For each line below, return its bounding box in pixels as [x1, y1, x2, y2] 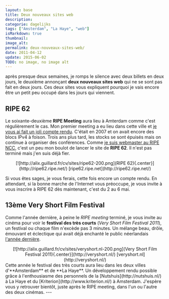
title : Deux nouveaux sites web [5, 12, 73, 17]
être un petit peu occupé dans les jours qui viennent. [5, 89, 115, 96]
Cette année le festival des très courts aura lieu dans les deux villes [5, 262, 146, 268]
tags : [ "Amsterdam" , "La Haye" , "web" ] [5, 26, 90, 32]
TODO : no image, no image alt [5, 59, 69, 65]
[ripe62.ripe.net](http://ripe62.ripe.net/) [68, 166, 151, 172]
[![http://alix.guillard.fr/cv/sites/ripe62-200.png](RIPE [16, 160, 126, 166]
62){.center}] [127, 160, 154, 166]
